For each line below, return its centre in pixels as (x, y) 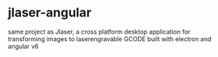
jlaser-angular (50, 13)
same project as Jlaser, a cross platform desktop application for (99, 32)
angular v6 (23, 46)
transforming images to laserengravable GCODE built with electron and (110, 38)
